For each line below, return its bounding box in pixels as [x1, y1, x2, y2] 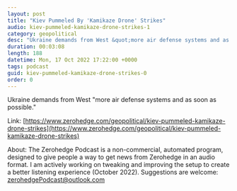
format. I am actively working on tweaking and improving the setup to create [7, 161, 230, 169]
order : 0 [7, 76, 33, 83]
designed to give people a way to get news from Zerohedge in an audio [7, 153, 216, 161]
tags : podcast [7, 63, 50, 70]
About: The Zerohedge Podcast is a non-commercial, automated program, [7, 146, 224, 154]
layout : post [7, 10, 46, 18]
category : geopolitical [7, 30, 78, 37]
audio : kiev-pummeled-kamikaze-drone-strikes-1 [7, 23, 151, 30]
